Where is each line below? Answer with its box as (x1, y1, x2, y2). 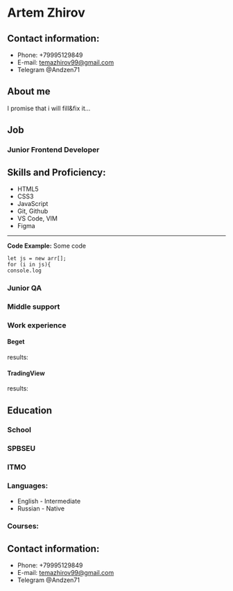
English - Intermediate (17, 497, 81, 505)
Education (7, 404, 53, 416)
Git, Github (17, 207, 49, 215)
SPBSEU (7, 444, 36, 454)
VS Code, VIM (17, 214, 58, 223)
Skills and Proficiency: (7, 166, 106, 178)
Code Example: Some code (7, 241, 87, 250)
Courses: (7, 522, 40, 531)
